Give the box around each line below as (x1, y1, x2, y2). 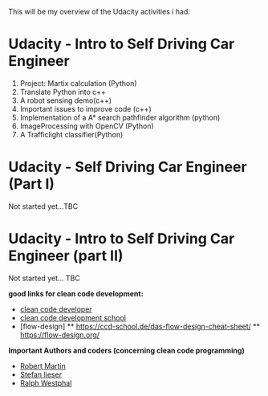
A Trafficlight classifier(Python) (19, 129, 124, 139)
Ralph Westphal (19, 378, 72, 388)
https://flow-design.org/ (19, 329, 100, 340)
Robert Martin (19, 361, 66, 370)
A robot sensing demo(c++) (19, 96, 112, 105)
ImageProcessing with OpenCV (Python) (19, 120, 154, 131)
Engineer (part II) (8, 247, 124, 265)
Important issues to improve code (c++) (19, 104, 152, 113)
